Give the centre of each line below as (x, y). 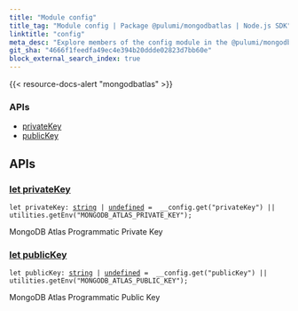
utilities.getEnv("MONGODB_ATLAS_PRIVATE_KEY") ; (101, 215)
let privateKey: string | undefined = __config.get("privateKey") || (142, 207)
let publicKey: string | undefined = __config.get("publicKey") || (138, 273)
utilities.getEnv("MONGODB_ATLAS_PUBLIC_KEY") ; (99, 281)
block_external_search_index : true (75, 59)
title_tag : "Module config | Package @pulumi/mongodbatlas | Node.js (141, 26)
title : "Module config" (53, 17)
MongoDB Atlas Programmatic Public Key (85, 298)
